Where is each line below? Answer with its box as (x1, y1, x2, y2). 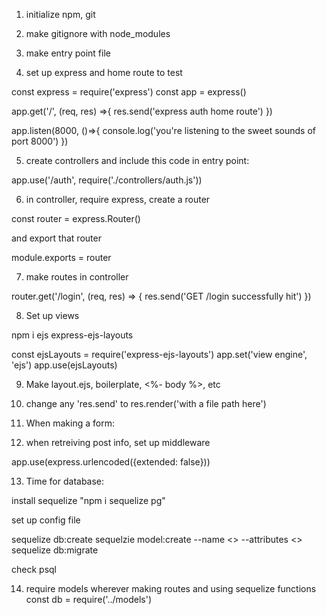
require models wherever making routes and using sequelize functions (25, 583, 317, 594)
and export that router (11, 232, 102, 244)
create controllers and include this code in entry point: (25, 155, 250, 166)
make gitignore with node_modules (25, 28, 171, 39)
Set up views (25, 310, 80, 321)
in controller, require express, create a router (25, 194, 211, 205)
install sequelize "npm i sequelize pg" (11, 495, 166, 506)
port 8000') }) (11, 135, 69, 147)
